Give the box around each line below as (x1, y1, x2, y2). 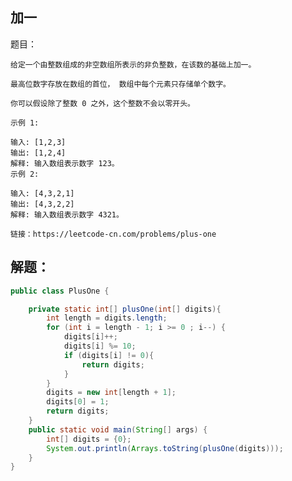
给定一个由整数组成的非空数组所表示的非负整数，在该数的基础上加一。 (10, 59, 257, 70)
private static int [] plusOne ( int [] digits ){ (28, 304, 222, 314)
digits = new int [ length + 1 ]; (46, 388, 177, 398)
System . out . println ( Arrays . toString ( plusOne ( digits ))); (46, 443, 284, 453)
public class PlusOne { (10, 286, 110, 296)
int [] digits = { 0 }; (46, 434, 132, 444)
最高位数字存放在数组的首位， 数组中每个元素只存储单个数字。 (10, 79, 231, 89)
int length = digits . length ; (46, 313, 168, 323)
